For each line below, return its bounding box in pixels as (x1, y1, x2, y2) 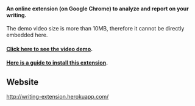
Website (6, 77, 38, 87)
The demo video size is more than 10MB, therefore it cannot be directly (6, 25, 185, 32)
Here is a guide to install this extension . (6, 59, 108, 66)
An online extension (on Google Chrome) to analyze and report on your (6, 5, 189, 12)
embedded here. (6, 31, 48, 39)
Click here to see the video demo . (6, 45, 93, 52)
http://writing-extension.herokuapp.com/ (6, 93, 109, 101)
